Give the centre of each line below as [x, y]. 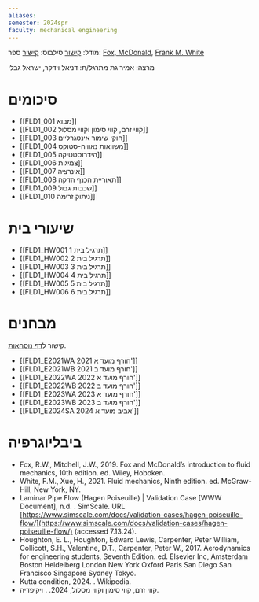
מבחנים [32, 324]
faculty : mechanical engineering [63, 30]
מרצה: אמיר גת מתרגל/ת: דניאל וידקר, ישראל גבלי [82, 68]
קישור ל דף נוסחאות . [37, 345]
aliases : [22, 15]
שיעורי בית [41, 228]
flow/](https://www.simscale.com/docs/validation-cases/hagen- [123, 523]
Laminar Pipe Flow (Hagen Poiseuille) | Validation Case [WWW [120, 498]
